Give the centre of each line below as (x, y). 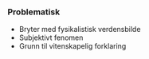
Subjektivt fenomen (51, 37)
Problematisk (34, 12)
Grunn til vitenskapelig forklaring (73, 46)
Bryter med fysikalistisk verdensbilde (80, 29)
